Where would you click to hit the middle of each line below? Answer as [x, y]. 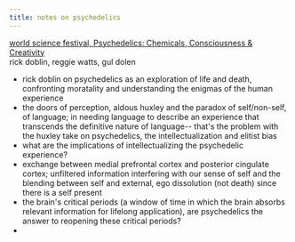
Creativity [27, 52]
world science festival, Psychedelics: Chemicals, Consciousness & [131, 43]
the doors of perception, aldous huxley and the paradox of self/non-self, [154, 107]
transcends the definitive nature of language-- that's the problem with [150, 126]
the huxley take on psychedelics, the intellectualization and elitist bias [150, 135]
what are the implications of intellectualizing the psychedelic [133, 145]
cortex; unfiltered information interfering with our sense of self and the [151, 173]
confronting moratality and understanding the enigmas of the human [147, 88]
